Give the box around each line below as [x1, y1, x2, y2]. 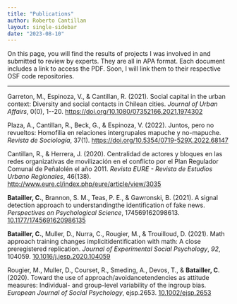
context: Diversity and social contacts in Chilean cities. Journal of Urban [7, 100, 218, 108]
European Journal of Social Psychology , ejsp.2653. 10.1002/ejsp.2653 [7, 288, 212, 297]
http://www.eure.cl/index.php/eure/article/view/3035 [7, 180, 162, 188]
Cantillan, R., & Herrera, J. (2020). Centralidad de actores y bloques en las [7, 150, 223, 158]
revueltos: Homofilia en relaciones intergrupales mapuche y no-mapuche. [7, 129, 221, 137]
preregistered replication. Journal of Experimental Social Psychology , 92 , [7, 245, 221, 253]
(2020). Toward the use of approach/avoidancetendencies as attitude [7, 274, 209, 282]
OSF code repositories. [7, 72, 75, 81]
